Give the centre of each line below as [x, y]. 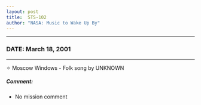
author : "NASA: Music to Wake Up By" [53, 23]
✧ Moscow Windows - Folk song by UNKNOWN [65, 68]
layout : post [22, 12]
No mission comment [41, 97]
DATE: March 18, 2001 [39, 50]
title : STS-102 [26, 17]
